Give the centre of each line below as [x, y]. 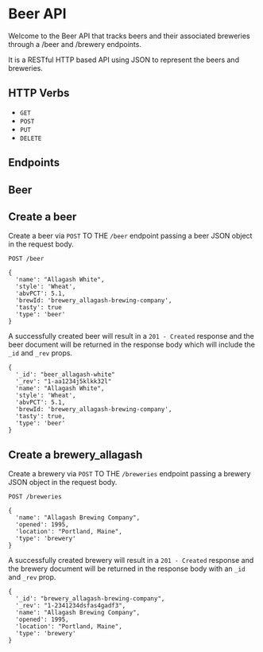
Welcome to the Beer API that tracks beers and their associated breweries [129, 36]
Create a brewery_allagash [75, 454]
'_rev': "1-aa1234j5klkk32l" [64, 382]
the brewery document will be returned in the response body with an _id [127, 569]
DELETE [31, 138]
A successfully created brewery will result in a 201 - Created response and [131, 561]
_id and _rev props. [41, 353]
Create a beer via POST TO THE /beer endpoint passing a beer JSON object [130, 236]
